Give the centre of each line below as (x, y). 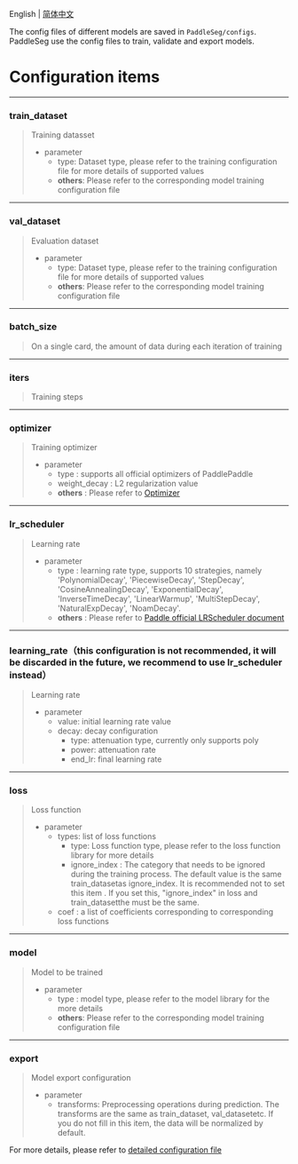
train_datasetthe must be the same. (135, 903)
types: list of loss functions (107, 836)
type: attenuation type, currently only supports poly (165, 740)
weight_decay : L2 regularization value (128, 484)
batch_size (33, 327)
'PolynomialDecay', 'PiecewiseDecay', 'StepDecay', (151, 580)
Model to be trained (67, 972)
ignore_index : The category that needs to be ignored (168, 865)
